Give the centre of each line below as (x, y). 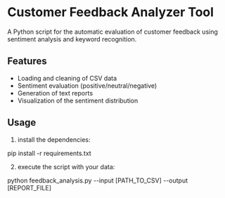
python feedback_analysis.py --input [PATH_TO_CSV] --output (98, 180)
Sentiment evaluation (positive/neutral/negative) (87, 86)
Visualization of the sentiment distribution (78, 100)
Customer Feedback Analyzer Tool (111, 12)
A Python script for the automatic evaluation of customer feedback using (112, 32)
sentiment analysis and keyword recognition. (72, 39)
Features (27, 61)
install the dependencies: (54, 139)
